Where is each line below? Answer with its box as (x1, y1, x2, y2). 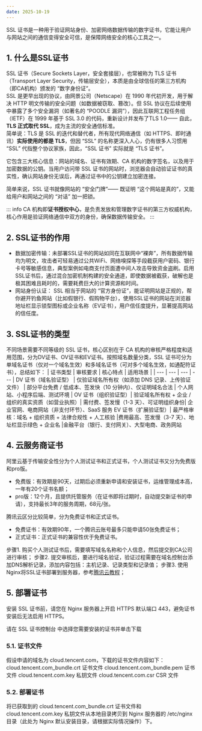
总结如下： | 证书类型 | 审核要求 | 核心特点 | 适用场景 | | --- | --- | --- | (19, 369, 191, 376)
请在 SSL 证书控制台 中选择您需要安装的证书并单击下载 (6, 625, 142, 632)
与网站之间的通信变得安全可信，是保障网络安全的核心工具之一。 (6, 34, 164, 41)
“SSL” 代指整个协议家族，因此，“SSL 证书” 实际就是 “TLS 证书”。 (6, 145, 167, 152)
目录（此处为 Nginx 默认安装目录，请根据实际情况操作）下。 (6, 718, 156, 725)
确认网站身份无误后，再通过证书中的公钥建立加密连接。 (22, 172, 159, 180)
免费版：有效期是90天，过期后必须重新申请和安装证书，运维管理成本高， (14, 478, 196, 485)
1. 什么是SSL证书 (6, 53, 69, 63)
